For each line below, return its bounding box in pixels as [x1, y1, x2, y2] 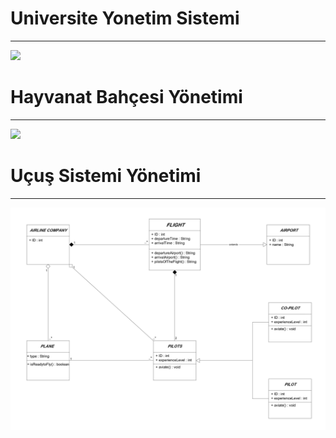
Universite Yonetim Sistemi [10, 7, 240, 30]
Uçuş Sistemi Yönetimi [10, 165, 202, 187]
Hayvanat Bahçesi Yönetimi [10, 86, 243, 109]
